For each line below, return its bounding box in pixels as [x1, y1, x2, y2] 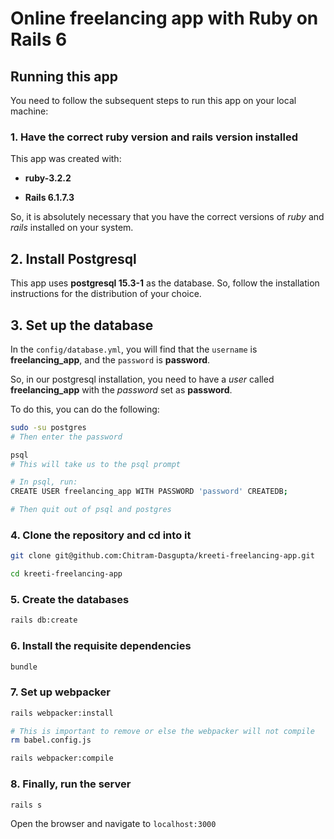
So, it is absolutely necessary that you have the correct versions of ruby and [10, 211, 325, 223]
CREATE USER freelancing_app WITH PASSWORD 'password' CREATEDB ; [10, 487, 288, 497]
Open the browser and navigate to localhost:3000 [10, 818, 217, 830]
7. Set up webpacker [10, 685, 111, 699]
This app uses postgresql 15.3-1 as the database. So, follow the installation [10, 277, 320, 289]
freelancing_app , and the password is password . [10, 353, 211, 366]
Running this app [10, 68, 118, 85]
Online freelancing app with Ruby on [10, 7, 319, 30]
